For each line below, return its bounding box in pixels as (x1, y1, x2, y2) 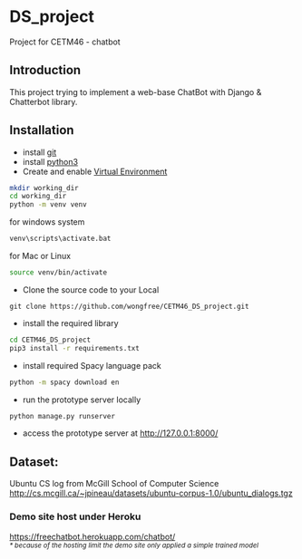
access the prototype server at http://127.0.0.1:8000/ (22, 428, 219, 439)
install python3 (22, 156, 79, 167)
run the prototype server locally (22, 394, 141, 405)
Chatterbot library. (9, 96, 78, 107)
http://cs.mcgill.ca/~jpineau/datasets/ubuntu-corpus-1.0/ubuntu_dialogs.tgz (9, 487, 293, 499)
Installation (9, 122, 74, 138)
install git (22, 147, 57, 158)
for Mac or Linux (9, 251, 71, 262)
